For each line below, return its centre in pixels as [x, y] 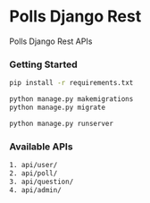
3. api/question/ [42, 182]
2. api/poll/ [33, 173]
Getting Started [43, 64]
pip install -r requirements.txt [71, 83]
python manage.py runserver [62, 123]
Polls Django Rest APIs [51, 41]
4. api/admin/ [36, 190]
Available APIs [41, 147]
